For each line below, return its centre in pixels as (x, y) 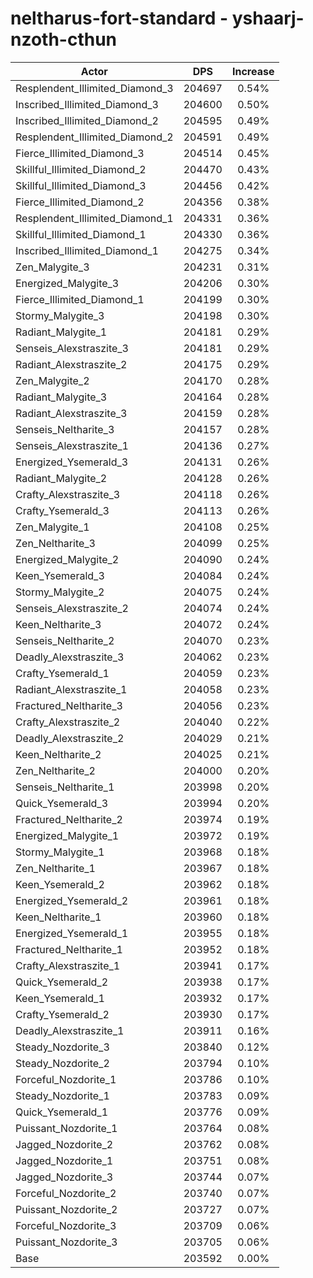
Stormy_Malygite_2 (60, 592)
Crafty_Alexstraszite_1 (68, 965)
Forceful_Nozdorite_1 (66, 1079)
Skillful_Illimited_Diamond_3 (81, 185)
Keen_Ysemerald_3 (60, 575)
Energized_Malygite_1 (67, 835)
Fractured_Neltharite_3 (69, 705)
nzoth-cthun (64, 39)
